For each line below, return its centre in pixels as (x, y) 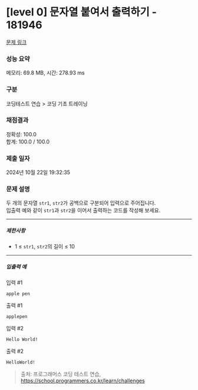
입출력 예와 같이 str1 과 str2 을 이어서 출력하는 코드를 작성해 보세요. (83, 211)
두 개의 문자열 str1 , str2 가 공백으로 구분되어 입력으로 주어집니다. (81, 203)
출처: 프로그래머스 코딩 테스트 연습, (61, 374)
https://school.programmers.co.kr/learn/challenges (83, 381)
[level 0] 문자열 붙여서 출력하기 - (82, 12)
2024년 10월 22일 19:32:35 (38, 172)
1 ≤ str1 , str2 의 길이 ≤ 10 (45, 247)
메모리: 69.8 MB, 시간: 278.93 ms (45, 73)
